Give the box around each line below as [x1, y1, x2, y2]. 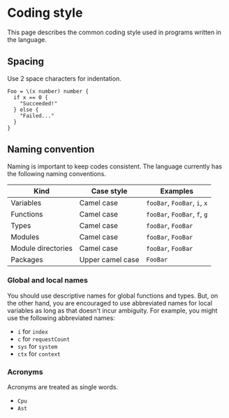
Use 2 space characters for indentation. [7, 74, 122, 82]
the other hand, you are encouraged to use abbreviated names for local [7, 298, 213, 307]
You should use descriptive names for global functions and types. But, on [7, 291, 219, 300]
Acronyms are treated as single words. [7, 383, 119, 391]
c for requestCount [17, 334, 71, 343]
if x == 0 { [13, 94, 49, 101]
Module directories [10, 243, 73, 253]
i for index [17, 327, 49, 336]
